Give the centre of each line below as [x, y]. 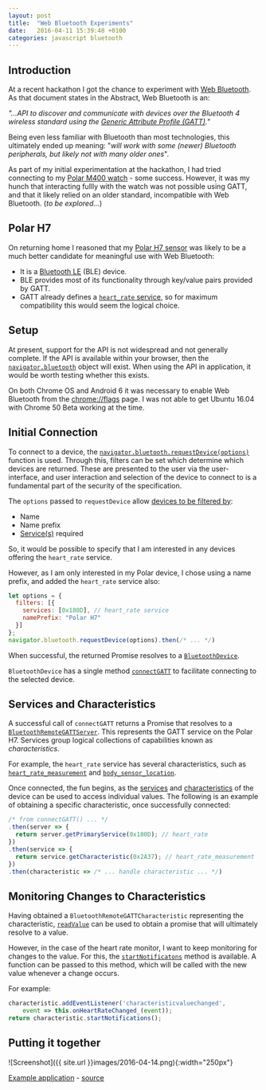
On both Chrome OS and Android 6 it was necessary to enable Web [119, 390]
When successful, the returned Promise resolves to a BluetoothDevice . [124, 655]
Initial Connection [53, 432]
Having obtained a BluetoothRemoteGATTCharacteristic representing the [126, 916]
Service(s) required [51, 533]
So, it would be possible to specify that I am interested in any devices [122, 549]
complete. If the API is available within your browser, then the [109, 358]
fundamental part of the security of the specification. [95, 485]
